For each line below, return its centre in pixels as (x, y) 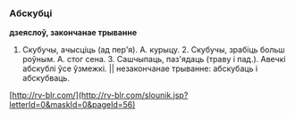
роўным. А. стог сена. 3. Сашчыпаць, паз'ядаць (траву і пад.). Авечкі (154, 59)
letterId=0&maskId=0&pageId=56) (72, 105)
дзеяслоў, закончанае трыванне (73, 33)
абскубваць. (46, 78)
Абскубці (31, 13)
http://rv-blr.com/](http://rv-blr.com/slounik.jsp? (100, 95)
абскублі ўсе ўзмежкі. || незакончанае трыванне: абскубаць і (140, 68)
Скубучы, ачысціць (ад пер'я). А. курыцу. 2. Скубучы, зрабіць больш (153, 50)
